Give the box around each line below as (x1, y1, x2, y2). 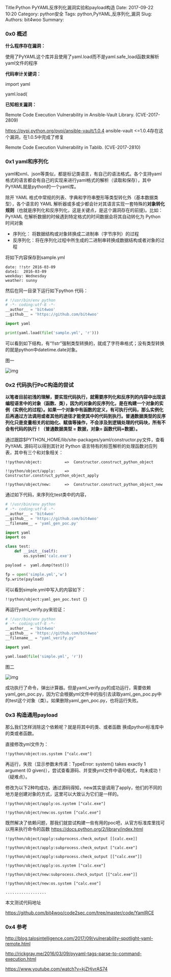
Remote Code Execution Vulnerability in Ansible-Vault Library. (5, 112, 135, 118)
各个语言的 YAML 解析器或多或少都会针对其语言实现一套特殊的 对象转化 (16, 201, 165, 207)
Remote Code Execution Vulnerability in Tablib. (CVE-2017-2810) (5, 145, 141, 151)
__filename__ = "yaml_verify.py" (5, 635, 76, 641)
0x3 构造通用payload (5, 711, 58, 719)
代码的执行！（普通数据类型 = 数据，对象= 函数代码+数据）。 (14, 426, 140, 432)
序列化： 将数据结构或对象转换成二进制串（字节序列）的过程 (12, 230, 139, 236)
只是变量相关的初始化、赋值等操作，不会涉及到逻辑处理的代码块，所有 (14, 419, 161, 425)
